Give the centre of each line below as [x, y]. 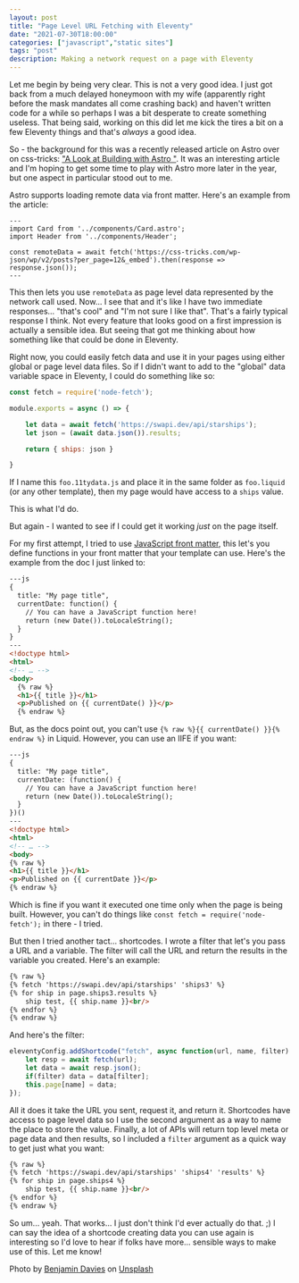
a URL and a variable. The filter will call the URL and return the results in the [149, 951]
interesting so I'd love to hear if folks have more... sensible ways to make [143, 1242]
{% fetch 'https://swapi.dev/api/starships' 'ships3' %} [117, 985]
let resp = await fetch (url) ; [82, 1060]
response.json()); [43, 268]
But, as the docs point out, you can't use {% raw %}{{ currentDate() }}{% [145, 729]
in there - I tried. [73, 924]
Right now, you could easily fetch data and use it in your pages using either [147, 357]
